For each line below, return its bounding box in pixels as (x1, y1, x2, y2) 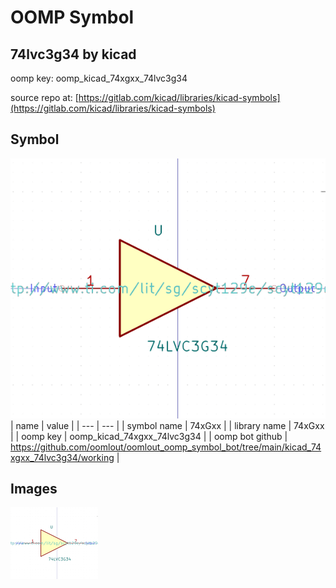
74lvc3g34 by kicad (10, 46, 137, 63)
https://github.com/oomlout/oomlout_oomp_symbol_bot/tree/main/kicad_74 (10, 441, 322, 453)
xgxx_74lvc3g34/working (10, 451, 115, 463)
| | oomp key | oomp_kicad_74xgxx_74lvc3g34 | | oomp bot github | (10, 430, 288, 442)
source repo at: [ (10, 92, 79, 103)
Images (10, 481, 58, 497)
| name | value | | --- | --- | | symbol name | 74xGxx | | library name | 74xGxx (10, 419, 325, 431)
